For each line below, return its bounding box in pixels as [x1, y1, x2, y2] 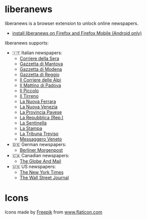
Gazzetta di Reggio [19, 71, 60, 77]
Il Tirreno [19, 93, 39, 99]
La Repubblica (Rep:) [19, 114, 64, 120]
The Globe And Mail [19, 158, 61, 164]
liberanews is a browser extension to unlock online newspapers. [5, 20, 139, 26]
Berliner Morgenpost [19, 147, 63, 153]
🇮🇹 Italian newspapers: [12, 50, 62, 56]
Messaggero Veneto [19, 136, 62, 142]
